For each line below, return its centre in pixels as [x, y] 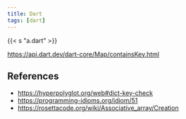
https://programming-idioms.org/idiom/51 [77, 101]
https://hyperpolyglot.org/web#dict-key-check [85, 93]
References [33, 76]
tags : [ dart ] [26, 20]
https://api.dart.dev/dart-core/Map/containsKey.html [83, 54]
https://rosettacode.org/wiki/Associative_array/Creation [98, 108]
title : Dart [25, 14]
